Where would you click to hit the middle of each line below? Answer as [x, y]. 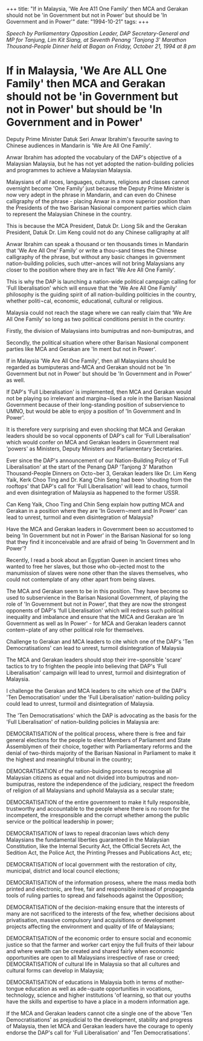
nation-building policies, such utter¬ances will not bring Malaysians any [95, 263]
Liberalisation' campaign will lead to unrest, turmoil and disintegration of [96, 672]
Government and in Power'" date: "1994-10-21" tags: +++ [78, 22]
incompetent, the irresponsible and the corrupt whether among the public [98, 815]
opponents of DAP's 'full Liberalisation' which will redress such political [95, 610]
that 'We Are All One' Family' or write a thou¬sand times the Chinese [92, 250]
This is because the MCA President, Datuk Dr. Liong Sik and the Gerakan [97, 226]
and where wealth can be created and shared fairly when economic [90, 951]
